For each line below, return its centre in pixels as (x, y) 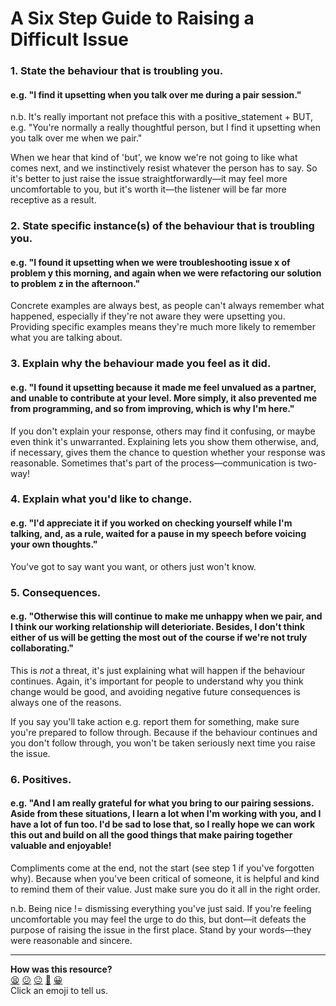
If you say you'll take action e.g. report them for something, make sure (155, 721)
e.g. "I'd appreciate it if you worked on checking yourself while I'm (151, 523)
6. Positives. (41, 779)
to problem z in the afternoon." (75, 283)
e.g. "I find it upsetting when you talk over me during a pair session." (156, 94)
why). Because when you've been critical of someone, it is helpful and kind (165, 878)
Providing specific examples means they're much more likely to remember (163, 327)
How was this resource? (61, 969)
